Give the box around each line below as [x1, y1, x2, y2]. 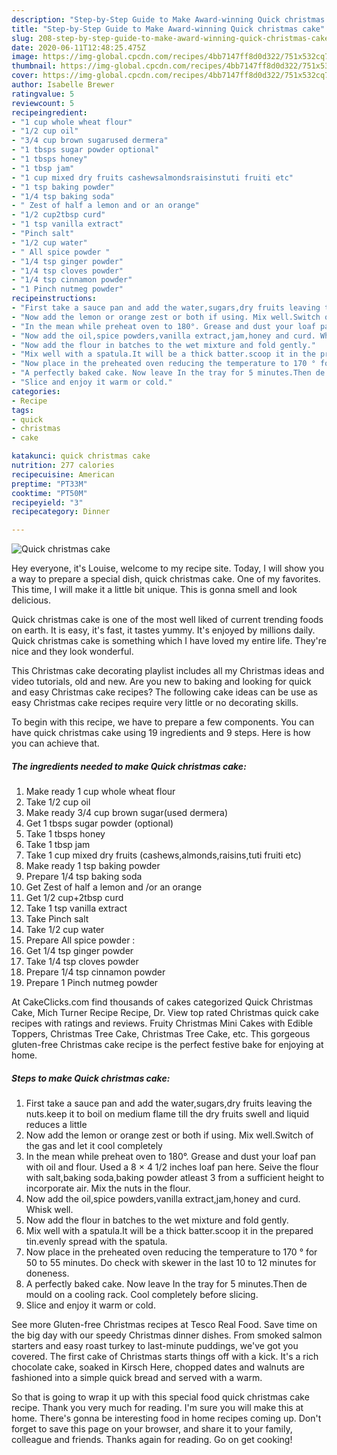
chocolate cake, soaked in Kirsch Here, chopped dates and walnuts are [11, 1361, 305, 1373]
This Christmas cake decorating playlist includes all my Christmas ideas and [11, 665, 325, 677]
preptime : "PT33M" [11, 479, 88, 489]
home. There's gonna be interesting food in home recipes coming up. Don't [11, 1412, 322, 1425]
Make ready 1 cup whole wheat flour [25, 786, 176, 798]
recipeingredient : [11, 107, 88, 118]
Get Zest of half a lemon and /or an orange [25, 881, 203, 893]
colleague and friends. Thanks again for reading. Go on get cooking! [11, 1434, 293, 1446]
